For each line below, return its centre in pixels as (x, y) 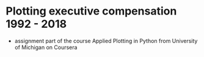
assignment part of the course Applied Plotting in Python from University (106, 41)
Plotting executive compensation (91, 11)
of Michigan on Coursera (46, 47)
